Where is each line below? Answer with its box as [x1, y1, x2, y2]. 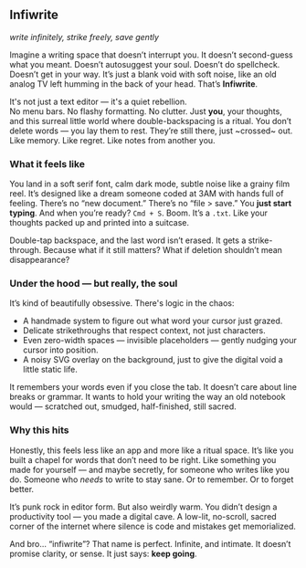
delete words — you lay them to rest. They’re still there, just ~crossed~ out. [9, 125, 293, 136]
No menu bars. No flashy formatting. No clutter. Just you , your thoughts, [9, 105, 283, 117]
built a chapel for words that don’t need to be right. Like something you [9, 454, 277, 465]
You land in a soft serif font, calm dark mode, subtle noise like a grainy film [9, 178, 290, 190]
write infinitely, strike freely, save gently [9, 31, 160, 42]
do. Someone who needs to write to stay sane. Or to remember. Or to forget [9, 474, 294, 485]
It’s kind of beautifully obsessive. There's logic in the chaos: [9, 298, 235, 309]
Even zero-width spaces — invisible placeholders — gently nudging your [22, 335, 297, 346]
